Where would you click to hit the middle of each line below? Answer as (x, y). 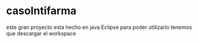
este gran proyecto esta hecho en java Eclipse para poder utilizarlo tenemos (99, 27)
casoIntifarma (41, 11)
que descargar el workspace (41, 33)
